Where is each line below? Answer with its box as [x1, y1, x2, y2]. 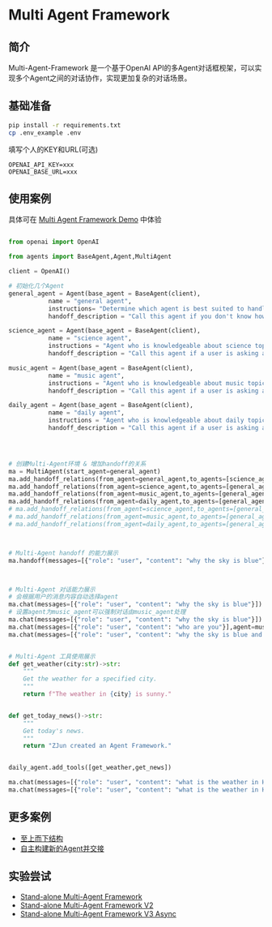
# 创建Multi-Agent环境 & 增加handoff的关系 [8, 460, 147, 468]
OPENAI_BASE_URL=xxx [8, 168, 79, 176]
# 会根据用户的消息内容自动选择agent [8, 593, 119, 601]
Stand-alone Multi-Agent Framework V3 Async [19, 908, 176, 918]
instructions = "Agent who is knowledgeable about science [48, 342, 252, 350]
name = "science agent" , [48, 334, 132, 342]
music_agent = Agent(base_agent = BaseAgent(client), [8, 363, 194, 372]
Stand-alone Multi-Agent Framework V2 [19, 900, 154, 910]
